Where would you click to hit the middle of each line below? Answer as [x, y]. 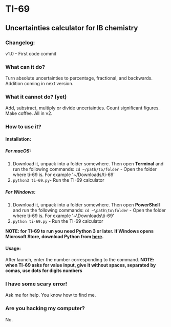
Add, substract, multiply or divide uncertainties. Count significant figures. [83, 108]
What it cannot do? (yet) [36, 97]
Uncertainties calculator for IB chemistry [72, 28]
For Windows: [20, 192]
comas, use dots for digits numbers [44, 271]
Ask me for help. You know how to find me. [51, 295]
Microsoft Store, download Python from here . [55, 236]
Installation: [18, 139]
